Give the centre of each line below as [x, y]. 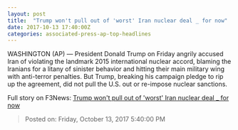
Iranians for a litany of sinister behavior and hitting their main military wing [116, 69]
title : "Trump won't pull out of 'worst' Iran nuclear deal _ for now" [118, 21]
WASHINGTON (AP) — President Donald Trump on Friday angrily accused [115, 54]
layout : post [27, 14]
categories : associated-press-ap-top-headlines [79, 34]
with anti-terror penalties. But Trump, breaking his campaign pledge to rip [115, 77]
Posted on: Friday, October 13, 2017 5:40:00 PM [95, 119]
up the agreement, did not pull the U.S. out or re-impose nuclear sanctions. [118, 84]
